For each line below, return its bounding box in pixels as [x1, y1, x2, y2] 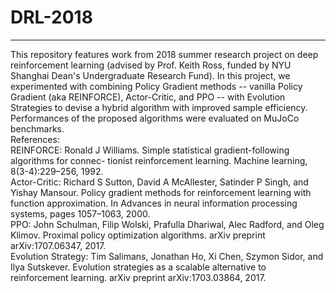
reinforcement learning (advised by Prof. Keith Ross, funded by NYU [10, 59, 292, 71]
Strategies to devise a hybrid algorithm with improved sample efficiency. [10, 101, 308, 113]
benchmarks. [10, 122, 65, 135]
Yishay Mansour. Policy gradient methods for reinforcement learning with [10, 186, 312, 198]
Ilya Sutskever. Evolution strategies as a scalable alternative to [10, 261, 267, 273]
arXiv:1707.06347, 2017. [10, 239, 107, 251]
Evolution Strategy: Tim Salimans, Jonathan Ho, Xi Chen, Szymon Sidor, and [10, 250, 324, 262]
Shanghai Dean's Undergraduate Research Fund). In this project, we [10, 69, 291, 81]
